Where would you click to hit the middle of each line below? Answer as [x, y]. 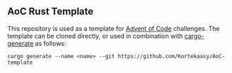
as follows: [51, 43]
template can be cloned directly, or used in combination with [95, 36]
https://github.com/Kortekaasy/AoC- [171, 56]
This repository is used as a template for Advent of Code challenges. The [114, 28]
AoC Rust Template [50, 12]
